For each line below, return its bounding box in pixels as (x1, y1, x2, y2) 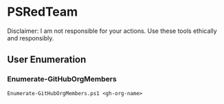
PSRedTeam (7, 4, 78, 20)
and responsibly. (7, 34, 54, 42)
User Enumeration (7, 54, 87, 66)
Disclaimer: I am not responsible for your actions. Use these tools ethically (7, 27, 218, 35)
